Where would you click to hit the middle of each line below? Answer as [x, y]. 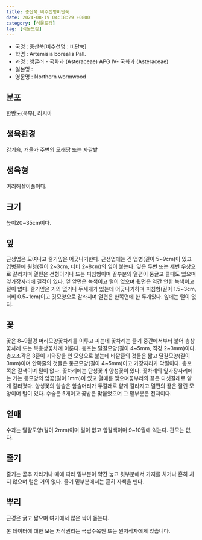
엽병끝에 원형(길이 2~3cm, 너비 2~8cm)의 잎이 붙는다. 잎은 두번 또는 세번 [93, 266]
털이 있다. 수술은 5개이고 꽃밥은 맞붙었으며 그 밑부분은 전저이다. [97, 394]
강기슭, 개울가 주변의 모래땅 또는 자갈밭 [52, 149]
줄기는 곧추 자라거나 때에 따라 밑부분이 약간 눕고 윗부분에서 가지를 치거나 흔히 [97, 474]
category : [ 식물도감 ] [31, 23]
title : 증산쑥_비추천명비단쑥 [38, 12]
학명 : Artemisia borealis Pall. [50, 54]
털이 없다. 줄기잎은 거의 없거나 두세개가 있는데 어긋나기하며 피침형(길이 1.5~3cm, [101, 289]
